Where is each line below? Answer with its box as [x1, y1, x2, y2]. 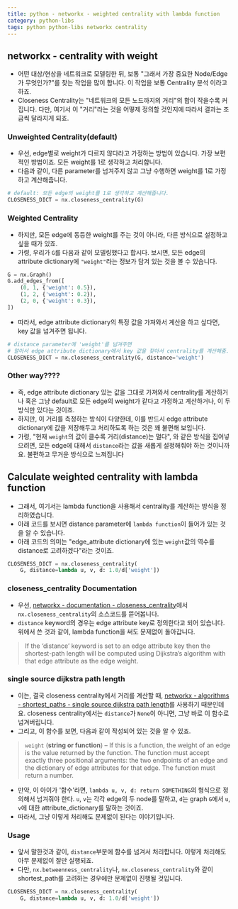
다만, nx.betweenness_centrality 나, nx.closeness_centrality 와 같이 [17, 865, 214, 874]
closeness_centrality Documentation [7, 583, 137, 593]
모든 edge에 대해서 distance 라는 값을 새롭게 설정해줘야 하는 [38, 441, 205, 449]
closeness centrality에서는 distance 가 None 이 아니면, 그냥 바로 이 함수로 [27, 709, 229, 717]
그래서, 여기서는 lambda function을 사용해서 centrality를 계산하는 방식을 [17, 502, 220, 510]
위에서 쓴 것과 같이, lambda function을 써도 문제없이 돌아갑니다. [17, 627, 195, 636]
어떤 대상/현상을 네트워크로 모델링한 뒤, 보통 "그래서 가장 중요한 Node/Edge [17, 70, 228, 78]
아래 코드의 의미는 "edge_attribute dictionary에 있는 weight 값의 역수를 [17, 537, 215, 546]
